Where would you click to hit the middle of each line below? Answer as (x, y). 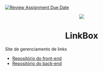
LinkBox (82, 36)
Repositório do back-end (37, 63)
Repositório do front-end (37, 58)
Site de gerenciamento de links (36, 49)
